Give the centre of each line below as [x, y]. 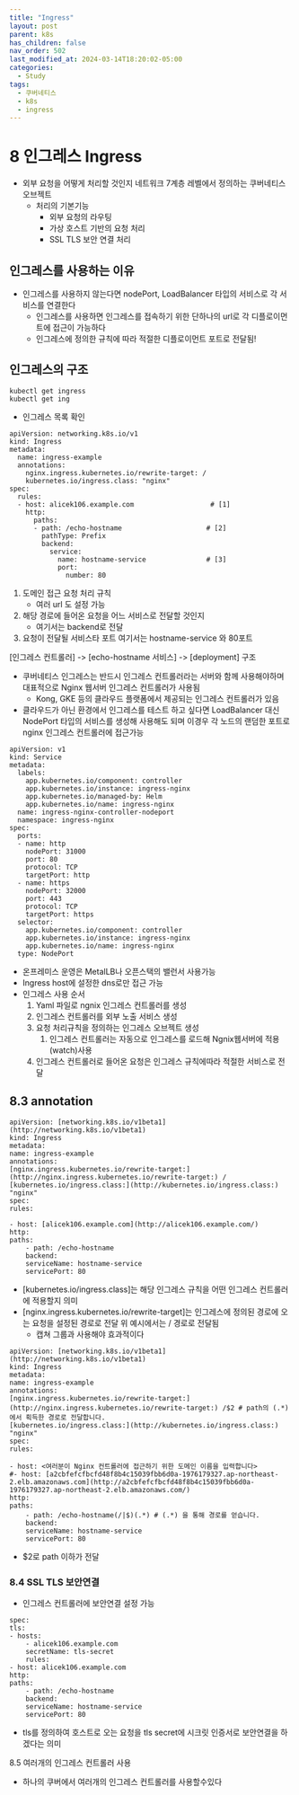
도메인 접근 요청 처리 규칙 [67, 593]
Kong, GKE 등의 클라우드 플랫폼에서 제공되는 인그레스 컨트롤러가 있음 [158, 698]
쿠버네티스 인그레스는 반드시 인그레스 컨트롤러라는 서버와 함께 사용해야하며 [153, 676]
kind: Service [36, 757]
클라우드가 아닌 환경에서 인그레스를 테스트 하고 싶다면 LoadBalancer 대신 [151, 710]
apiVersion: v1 [38, 749]
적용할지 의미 [55, 1300]
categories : [31, 68]
